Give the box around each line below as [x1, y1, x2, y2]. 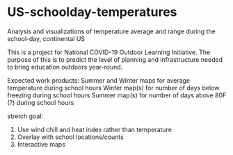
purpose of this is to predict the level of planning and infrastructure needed [7, 55, 223, 63]
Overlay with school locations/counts [17, 133, 124, 141]
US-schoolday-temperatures [7, 4, 177, 20]
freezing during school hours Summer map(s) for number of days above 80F [7, 91, 227, 99]
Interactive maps [17, 140, 66, 148]
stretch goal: [7, 112, 44, 120]
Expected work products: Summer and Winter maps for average [7, 76, 191, 84]
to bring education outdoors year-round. [7, 63, 123, 71]
